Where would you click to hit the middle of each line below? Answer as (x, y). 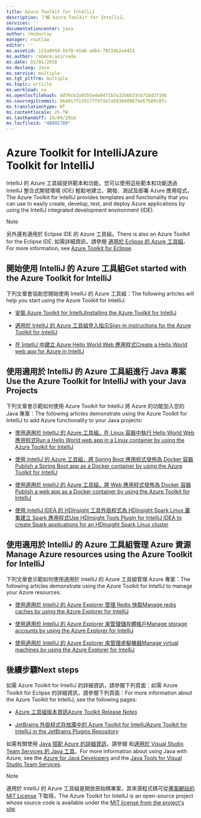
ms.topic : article (29, 85)
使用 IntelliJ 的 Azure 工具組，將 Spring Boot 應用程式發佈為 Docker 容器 (104, 459)
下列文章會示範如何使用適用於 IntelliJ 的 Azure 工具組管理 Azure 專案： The (98, 579)
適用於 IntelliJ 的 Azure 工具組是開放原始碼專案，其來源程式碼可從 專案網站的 (100, 789)
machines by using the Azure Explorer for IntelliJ (75, 649)
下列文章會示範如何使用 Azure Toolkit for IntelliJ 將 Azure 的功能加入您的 (95, 406)
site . (11, 809)
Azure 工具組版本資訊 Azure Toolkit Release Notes (76, 712)
